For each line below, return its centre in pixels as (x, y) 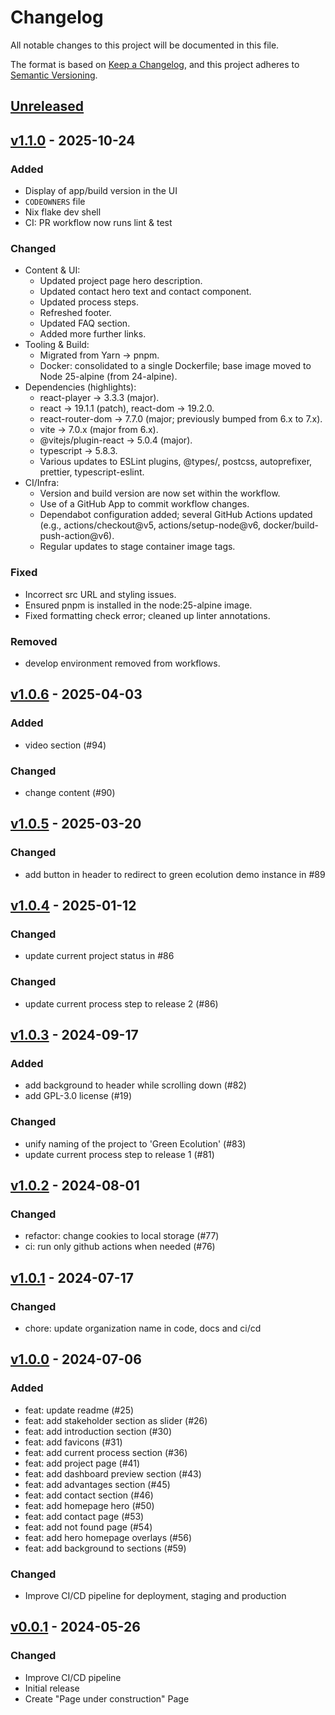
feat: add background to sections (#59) (105, 1548)
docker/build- (290, 525)
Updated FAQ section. (85, 323)
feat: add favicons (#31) (73, 1442)
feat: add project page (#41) (82, 1463)
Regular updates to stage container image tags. (137, 547)
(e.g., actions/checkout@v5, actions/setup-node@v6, (150, 525)
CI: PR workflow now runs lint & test (98, 223)
